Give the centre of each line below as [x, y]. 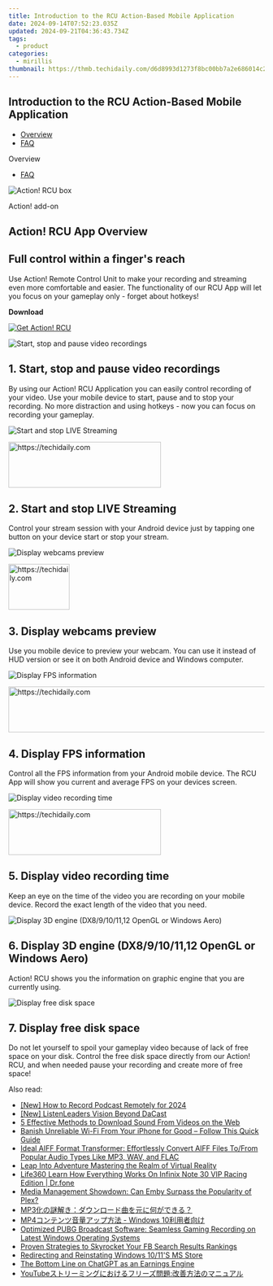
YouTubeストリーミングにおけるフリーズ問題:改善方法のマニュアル [132, 1274]
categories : [28, 54]
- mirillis [34, 62]
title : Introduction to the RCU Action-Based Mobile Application [121, 16]
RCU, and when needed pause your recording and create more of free [126, 1065]
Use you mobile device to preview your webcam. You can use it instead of [132, 651]
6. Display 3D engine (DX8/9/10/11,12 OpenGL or [132, 946]
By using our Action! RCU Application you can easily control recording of [130, 388]
